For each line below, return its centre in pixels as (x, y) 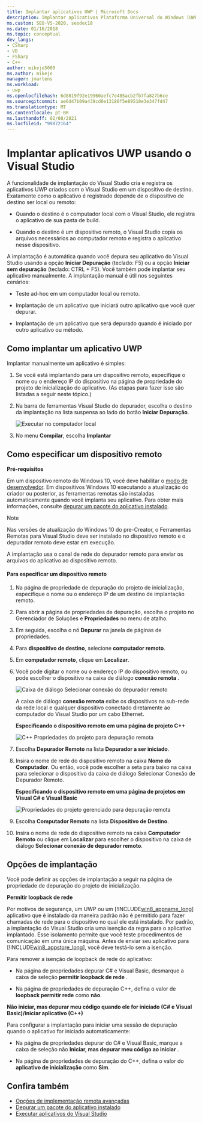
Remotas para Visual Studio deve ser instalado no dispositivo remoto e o (96, 536)
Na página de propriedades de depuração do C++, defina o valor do (100, 1061)
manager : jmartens (30, 79)
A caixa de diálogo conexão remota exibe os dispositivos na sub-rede (102, 701)
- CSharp (18, 46)
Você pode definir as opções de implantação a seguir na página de (90, 879)
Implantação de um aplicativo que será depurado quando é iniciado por (104, 323)
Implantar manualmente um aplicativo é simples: (67, 363)
